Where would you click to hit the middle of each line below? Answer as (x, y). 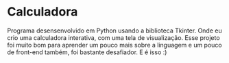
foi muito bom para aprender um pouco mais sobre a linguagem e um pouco (114, 45)
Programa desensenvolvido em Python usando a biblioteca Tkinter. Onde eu (114, 30)
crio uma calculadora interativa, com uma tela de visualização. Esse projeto (114, 37)
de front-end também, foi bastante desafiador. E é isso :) (87, 52)
